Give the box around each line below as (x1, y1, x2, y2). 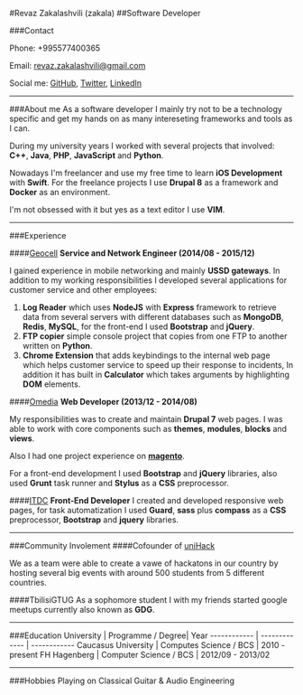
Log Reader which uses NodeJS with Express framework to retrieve (22, 302, 277, 313)
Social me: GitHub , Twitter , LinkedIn (9, 78, 142, 89)
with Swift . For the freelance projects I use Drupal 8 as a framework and (9, 177, 279, 188)
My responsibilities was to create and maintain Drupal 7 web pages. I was (9, 414, 283, 424)
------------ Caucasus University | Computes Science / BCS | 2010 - (31, 640, 286, 650)
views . (9, 433, 35, 444)
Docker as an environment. (9, 187, 111, 197)
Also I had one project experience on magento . (9, 451, 185, 461)
